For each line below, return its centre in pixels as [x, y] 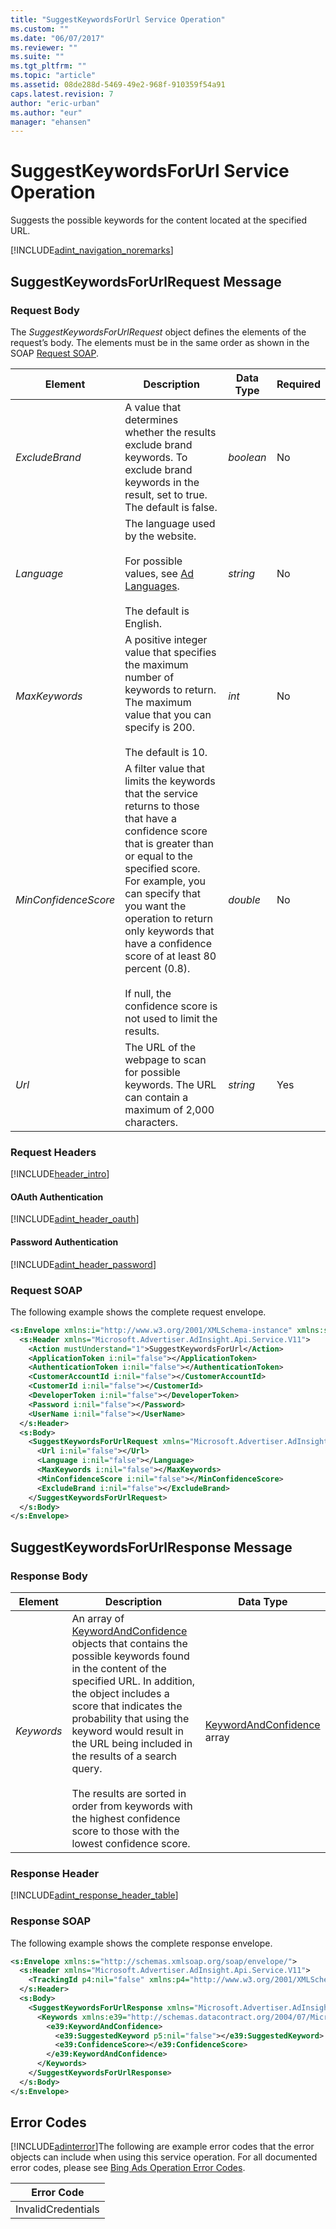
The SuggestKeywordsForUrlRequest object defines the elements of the [158, 332]
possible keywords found [130, 1656]
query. [87, 1768]
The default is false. [171, 507]
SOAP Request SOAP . [55, 353]
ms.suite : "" [37, 57]
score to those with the [125, 1831]
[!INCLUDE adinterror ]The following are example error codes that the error [162, 2147]
